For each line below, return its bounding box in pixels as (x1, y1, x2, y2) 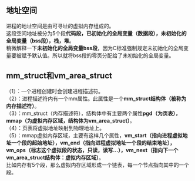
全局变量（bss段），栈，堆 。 (6, 37, 75, 44)
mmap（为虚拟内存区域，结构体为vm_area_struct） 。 (6, 117, 135, 124)
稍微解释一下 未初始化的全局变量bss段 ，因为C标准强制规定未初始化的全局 (6, 44, 184, 51)
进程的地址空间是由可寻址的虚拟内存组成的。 (6, 22, 115, 29)
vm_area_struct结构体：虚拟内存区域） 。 (6, 154, 105, 161)
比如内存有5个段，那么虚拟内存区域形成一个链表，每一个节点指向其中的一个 (6, 161, 190, 168)
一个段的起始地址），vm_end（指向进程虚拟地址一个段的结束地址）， (11, 139, 175, 146)
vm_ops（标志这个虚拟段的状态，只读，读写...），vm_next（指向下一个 (6, 146, 179, 153)
